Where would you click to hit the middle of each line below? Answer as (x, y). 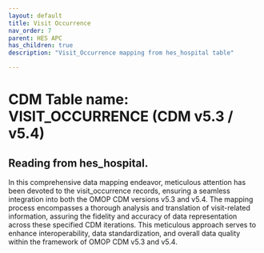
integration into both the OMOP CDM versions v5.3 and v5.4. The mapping (131, 199)
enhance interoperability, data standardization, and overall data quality (124, 233)
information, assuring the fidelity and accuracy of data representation (123, 216)
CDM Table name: (69, 100)
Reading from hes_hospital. (78, 163)
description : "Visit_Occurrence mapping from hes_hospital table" (121, 53)
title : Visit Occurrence (50, 23)
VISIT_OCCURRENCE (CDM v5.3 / (121, 116)
